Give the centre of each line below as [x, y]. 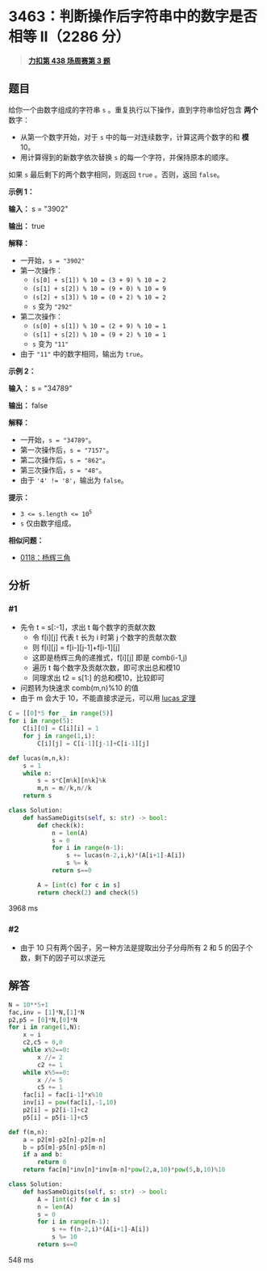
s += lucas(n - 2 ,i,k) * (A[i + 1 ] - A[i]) [125, 855]
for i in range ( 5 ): [41, 721]
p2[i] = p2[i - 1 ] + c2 [56, 1110]
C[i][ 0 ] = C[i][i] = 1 [61, 728]
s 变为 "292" [52, 306]
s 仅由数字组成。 [48, 523]
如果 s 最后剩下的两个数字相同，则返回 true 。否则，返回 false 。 [116, 174]
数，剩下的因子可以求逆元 [63, 957]
